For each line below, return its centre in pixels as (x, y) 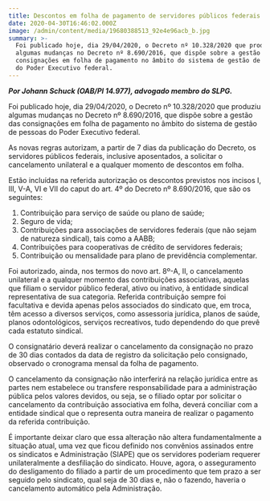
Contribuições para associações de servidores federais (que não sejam (138, 230)
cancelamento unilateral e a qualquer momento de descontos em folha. (126, 165)
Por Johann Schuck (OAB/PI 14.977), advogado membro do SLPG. (121, 91)
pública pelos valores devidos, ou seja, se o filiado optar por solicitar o (125, 396)
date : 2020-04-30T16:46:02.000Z (62, 23)
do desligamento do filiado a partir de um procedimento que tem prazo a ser (135, 471)
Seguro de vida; (46, 221)
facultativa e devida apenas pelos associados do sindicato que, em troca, (130, 305)
